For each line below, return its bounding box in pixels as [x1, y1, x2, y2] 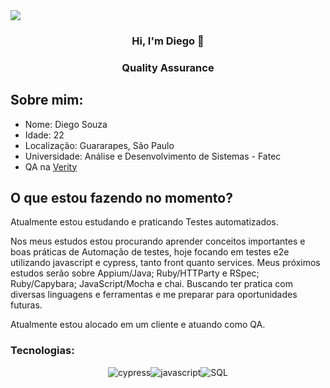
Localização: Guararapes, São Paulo [24, 139, 175, 151]
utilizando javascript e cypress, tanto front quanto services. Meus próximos [10, 257, 321, 269]
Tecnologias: [10, 344, 75, 358]
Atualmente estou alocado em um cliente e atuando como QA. [10, 319, 266, 331]
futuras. [10, 299, 43, 311]
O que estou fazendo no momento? [10, 190, 233, 207]
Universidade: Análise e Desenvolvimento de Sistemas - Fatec [24, 150, 282, 162]
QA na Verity [24, 160, 78, 173]
